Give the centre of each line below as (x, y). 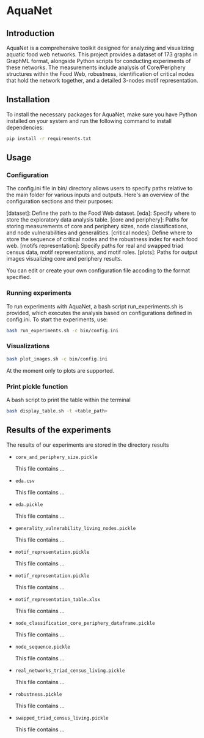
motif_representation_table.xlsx (58, 599)
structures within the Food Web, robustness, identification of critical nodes (100, 74)
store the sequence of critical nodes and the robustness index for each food (102, 239)
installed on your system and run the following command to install (89, 121)
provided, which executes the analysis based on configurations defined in (99, 313)
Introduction (31, 33)
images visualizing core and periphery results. (64, 259)
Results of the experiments (59, 430)
